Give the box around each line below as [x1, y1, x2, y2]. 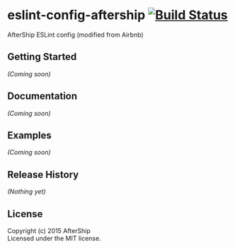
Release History [7, 168, 79, 180]
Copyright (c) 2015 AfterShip [7, 227, 91, 235]
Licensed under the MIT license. [7, 234, 101, 242]
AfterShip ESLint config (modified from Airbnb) [7, 30, 144, 39]
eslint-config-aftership [7, 7, 146, 23]
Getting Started [7, 51, 77, 63]
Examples [7, 129, 52, 141]
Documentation [7, 90, 78, 102]
